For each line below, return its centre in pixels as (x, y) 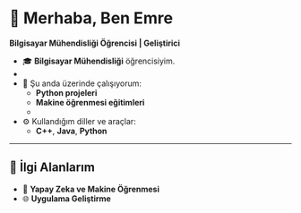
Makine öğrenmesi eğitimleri (90, 102)
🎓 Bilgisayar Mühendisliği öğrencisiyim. (99, 61)
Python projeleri (66, 92)
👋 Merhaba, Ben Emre (91, 18)
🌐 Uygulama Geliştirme (67, 198)
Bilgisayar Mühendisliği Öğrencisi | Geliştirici (95, 43)
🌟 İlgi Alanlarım (52, 168)
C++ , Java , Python (71, 131)
